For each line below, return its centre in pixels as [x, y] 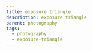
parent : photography [32, 23]
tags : [13, 28]
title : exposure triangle [38, 12]
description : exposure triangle [46, 17]
